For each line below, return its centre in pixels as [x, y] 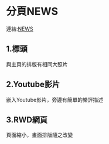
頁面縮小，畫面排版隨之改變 [40, 135]
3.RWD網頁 [27, 120]
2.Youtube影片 [33, 85]
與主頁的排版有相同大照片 [37, 64]
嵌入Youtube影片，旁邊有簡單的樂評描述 [55, 100]
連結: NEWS [20, 29]
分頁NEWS [32, 11]
